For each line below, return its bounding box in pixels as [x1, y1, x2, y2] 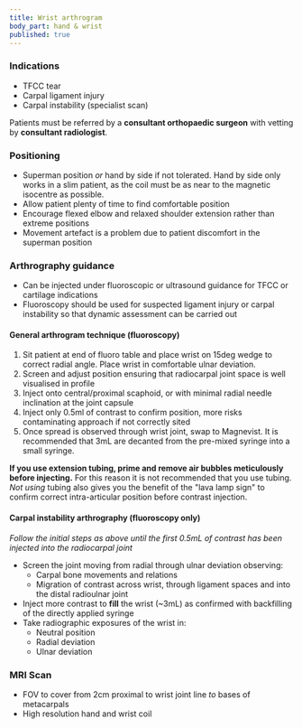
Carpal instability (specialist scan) [22, 99, 149, 110]
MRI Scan [9, 668, 52, 681]
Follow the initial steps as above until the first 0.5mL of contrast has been [9, 532, 282, 543]
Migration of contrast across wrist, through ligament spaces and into [35, 579, 291, 590]
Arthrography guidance [9, 259, 115, 272]
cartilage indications [22, 290, 98, 301]
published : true [9, 30, 70, 39]
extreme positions [22, 218, 90, 229]
